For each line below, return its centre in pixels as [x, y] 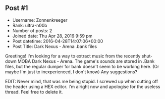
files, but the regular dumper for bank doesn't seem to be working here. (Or [82, 66]
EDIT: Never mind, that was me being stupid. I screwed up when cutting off [82, 81]
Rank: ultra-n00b [30, 25]
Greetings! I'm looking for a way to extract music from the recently [73, 56]
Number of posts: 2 [32, 30]
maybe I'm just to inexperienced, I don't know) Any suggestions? [71, 72]
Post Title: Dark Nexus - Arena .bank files [55, 46]
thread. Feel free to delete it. [34, 92]
